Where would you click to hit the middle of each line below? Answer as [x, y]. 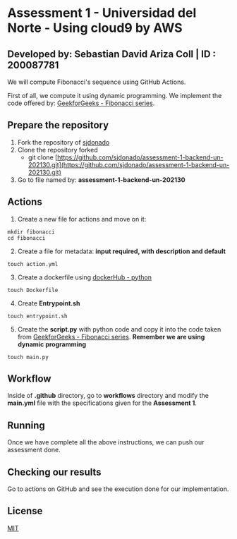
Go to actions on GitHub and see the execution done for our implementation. [118, 489]
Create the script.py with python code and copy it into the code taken [119, 329]
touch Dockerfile [33, 290]
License [25, 511]
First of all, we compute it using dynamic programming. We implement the [115, 96]
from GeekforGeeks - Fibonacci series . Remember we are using [111, 337]
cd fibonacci [26, 238]
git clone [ [43, 157]
